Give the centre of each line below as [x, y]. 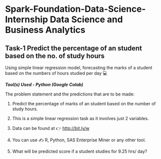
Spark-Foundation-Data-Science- [76, 9]
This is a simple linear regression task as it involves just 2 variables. [80, 118]
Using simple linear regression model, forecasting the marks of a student [79, 68]
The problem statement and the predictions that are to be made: [70, 94]
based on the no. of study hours [55, 56]
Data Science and [86, 19]
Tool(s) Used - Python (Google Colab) [44, 84]
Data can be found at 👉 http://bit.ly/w [51, 128]
